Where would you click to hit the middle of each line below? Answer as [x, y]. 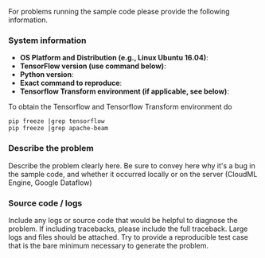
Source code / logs [45, 203]
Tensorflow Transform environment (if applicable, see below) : [124, 91]
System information [47, 40]
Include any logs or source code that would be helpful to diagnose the [123, 220]
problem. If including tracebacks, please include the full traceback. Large [128, 229]
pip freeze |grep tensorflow [57, 121]
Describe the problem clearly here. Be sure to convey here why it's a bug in [132, 165]
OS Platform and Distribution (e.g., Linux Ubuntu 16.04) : [114, 58]
